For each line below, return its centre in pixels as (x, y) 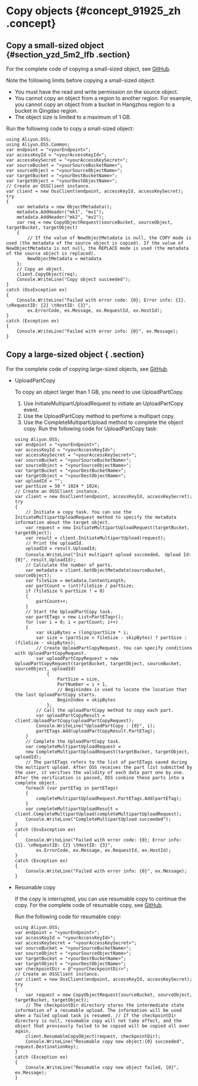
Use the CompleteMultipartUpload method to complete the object (103, 422)
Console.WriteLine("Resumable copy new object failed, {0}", (102, 1067)
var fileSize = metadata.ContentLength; (76, 580)
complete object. (36, 783)
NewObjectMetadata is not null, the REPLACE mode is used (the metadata (98, 248)
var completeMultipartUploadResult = (72, 809)
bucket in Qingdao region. (46, 111)
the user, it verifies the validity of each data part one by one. (99, 772)
